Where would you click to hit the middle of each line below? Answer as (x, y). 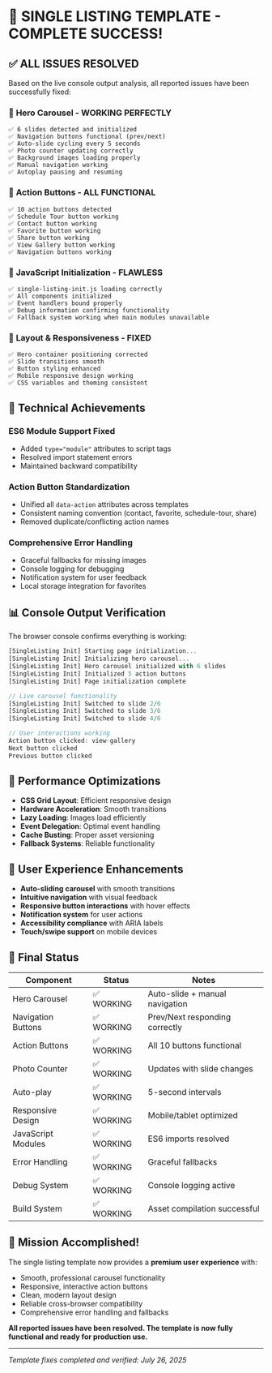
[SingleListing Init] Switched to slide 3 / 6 (85, 711)
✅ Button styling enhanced (55, 369)
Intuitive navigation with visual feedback (89, 897)
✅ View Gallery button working (62, 245)
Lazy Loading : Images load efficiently (83, 817)
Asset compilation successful (204, 1209)
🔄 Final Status (44, 957)
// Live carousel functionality (63, 696)
